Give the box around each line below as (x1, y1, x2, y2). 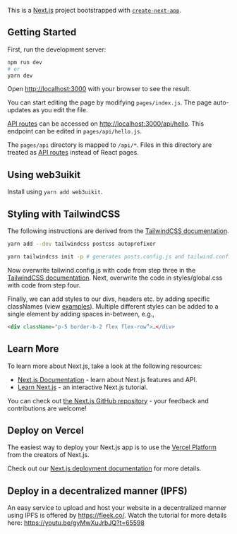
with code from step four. (7, 280, 81, 289)
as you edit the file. (32, 106, 88, 114)
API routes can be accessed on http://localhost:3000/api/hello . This (7, 119, 205, 128)
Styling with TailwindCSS (7, 208, 121, 220)
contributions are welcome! (7, 404, 87, 413)
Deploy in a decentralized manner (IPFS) (7, 485, 188, 497)
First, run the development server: (7, 45, 107, 54)
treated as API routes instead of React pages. (7, 148, 139, 157)
